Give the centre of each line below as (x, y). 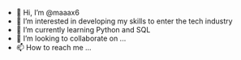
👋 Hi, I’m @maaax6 (47, 13)
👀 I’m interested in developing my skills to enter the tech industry (124, 21)
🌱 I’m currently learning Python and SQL (83, 30)
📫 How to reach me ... (54, 47)
